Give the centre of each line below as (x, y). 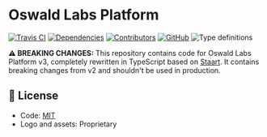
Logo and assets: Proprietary (68, 124)
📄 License (34, 96)
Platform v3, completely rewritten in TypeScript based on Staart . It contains (134, 62)
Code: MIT (38, 115)
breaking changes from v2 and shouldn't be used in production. (114, 70)
